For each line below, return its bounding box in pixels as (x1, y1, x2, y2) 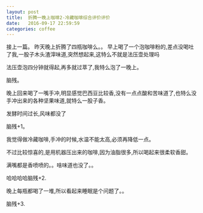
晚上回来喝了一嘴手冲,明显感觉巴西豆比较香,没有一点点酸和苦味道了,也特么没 (6, 89, 197, 97)
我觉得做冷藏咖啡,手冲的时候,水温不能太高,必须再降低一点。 (6, 136, 155, 143)
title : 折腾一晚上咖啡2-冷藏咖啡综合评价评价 (6, 15, 110, 21)
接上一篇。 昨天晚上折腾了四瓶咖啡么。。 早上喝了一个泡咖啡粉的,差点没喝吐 (6, 43, 194, 50)
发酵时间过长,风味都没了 (6, 110, 67, 117)
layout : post (6, 8, 39, 15)
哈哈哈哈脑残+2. (6, 174, 47, 182)
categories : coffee (6, 25, 56, 32)
